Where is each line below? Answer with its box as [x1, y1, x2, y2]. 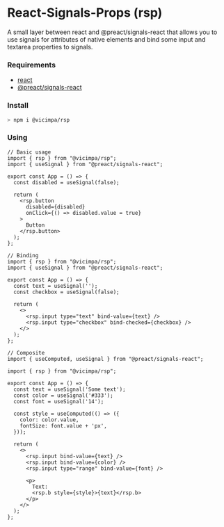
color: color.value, [19, 416, 79, 423]
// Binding [7, 252, 39, 259]
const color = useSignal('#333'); [13, 391, 113, 399]
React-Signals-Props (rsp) [7, 5, 163, 21]
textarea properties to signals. [7, 42, 93, 51]
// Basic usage [7, 148, 51, 156]
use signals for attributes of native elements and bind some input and [7, 35, 206, 43]
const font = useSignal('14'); [13, 398, 104, 405]
